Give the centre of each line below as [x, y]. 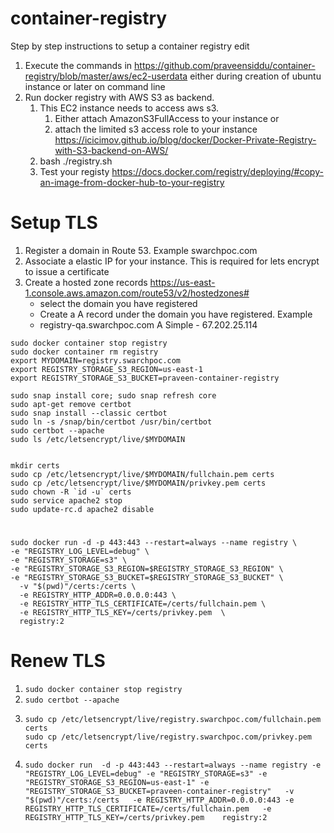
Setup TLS [54, 223]
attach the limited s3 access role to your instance [156, 129]
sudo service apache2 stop [66, 500]
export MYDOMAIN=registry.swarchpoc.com [96, 360]
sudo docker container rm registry [84, 352]
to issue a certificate [67, 271]
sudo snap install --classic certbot [89, 413]
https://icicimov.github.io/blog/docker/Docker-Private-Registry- [185, 139]
